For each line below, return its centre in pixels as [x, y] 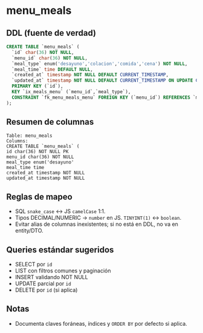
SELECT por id [34, 265]
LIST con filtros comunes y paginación [63, 271]
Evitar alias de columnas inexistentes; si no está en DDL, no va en [96, 224]
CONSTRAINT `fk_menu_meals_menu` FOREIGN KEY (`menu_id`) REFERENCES [101, 97]
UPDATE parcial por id [43, 284]
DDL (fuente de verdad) [51, 33]
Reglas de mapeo [39, 196]
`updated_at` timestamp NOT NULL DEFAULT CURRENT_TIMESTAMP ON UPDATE [102, 81]
